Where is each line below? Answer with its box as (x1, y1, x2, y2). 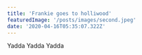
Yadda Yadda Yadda (7, 42, 64, 50)
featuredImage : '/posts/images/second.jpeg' (7, 16, 137, 23)
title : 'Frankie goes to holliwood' (7, 10, 112, 17)
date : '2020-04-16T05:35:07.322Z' (7, 23, 106, 30)
